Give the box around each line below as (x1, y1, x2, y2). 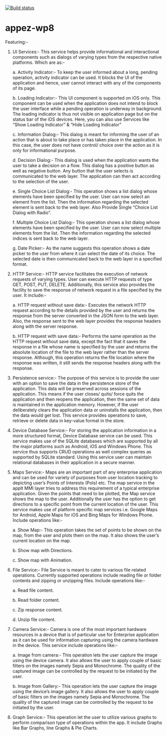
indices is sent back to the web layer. (12, 235, 89, 241)
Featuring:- (5, 39, 28, 45)
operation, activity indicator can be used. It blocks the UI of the (12, 74, 142, 80)
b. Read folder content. (12, 597, 60, 603)
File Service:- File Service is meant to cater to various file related (12, 567, 146, 573)
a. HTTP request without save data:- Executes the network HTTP (12, 302, 146, 308)
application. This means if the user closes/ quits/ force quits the (12, 391, 144, 397)
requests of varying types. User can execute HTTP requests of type (12, 276, 152, 282)
